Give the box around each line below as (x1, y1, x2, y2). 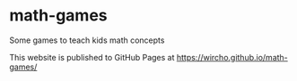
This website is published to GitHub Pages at (9, 52, 175, 62)
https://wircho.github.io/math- (176, 52, 289, 62)
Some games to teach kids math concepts (9, 35, 165, 45)
